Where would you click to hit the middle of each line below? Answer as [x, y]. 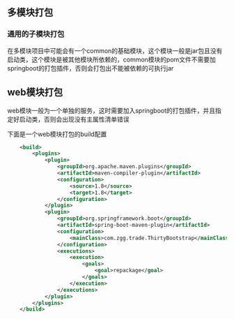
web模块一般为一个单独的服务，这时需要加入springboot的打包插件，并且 [111, 110]
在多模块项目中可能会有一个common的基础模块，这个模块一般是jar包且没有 [115, 50]
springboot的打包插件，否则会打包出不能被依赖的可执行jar [91, 68]
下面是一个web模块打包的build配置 [57, 134]
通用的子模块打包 [36, 34]
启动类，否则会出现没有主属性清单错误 [74, 119]
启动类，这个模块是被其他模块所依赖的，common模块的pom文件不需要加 [111, 59]
